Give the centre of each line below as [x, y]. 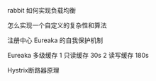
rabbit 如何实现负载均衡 [42, 10]
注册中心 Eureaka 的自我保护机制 [55, 40]
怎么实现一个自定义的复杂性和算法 [57, 25]
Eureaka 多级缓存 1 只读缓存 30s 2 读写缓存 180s [78, 55]
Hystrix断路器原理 [33, 70]
